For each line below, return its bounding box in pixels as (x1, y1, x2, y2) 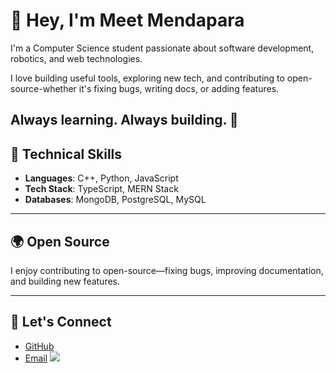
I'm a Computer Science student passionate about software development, (10, 42, 315, 54)
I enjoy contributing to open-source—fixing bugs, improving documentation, (10, 264, 324, 276)
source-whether (10, 82, 77, 94)
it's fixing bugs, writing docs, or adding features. (78, 82, 280, 94)
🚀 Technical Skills (10, 145, 123, 163)
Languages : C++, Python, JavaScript (24, 172, 179, 184)
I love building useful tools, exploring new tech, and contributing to (10, 72, 285, 84)
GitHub (24, 340, 55, 352)
